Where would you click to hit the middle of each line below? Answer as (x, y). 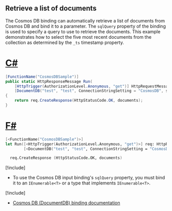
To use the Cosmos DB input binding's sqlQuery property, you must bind (89, 178)
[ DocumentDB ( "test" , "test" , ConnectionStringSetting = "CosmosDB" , (89, 91)
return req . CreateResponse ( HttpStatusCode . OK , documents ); (79, 101)
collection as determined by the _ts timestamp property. (65, 42)
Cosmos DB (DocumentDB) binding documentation (66, 203)
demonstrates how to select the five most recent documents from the (79, 37)
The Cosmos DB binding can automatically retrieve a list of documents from (85, 20)
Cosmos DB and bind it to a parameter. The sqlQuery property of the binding (86, 26)
